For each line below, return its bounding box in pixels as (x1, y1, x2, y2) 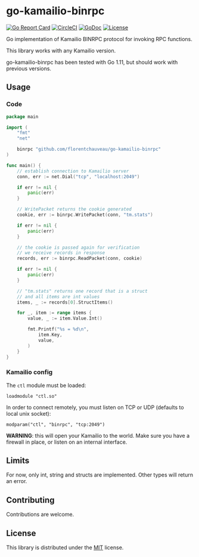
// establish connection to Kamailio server (17, 168, 129, 174)
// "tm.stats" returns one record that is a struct (17, 288, 148, 294)
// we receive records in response (17, 250, 105, 256)
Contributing (6, 495, 55, 505)
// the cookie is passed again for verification (17, 245, 140, 250)
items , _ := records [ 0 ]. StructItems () (17, 299, 113, 305)
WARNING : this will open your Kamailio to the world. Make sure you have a (6, 432, 190, 439)
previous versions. (6, 64, 52, 72)
